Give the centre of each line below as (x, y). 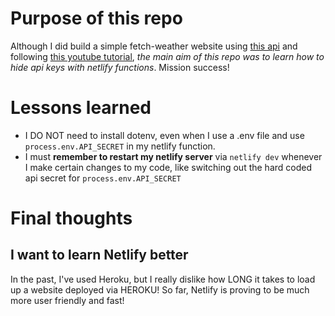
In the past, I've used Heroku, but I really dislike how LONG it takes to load (163, 279)
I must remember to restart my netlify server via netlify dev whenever (173, 156)
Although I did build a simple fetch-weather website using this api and (154, 46)
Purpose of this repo (96, 18)
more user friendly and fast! (67, 300)
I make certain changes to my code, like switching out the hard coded (168, 167)
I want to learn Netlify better (99, 255)
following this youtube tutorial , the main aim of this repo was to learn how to (167, 56)
